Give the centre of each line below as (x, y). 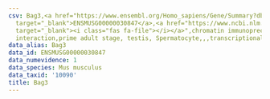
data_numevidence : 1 (43, 61)
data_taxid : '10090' (43, 75)
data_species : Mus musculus (55, 68)
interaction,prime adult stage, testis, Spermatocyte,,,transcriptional (140, 38)
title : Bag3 (28, 82)
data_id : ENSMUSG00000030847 (57, 53)
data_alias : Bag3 (37, 46)
